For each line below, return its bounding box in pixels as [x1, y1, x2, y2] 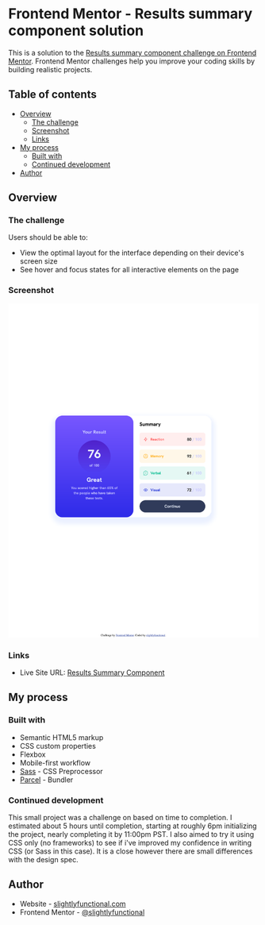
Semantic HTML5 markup [19, 732, 104, 742]
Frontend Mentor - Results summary [8, 5, 253, 23]
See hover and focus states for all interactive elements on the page [19, 265, 240, 275]
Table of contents [8, 88, 97, 102]
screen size [19, 256, 58, 266]
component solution [8, 21, 144, 40]
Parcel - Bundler [19, 775, 74, 784]
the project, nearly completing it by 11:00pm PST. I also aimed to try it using [8, 829, 255, 838]
